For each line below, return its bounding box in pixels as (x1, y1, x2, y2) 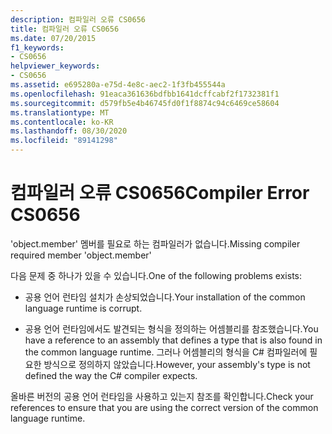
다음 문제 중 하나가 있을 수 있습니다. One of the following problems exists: (10, 269, 302, 281)
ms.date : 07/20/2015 (10, 33, 97, 43)
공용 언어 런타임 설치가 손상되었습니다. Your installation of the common (24, 291, 306, 303)
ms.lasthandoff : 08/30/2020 (10, 126, 128, 136)
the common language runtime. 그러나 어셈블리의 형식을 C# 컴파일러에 (24, 346, 308, 358)
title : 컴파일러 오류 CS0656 (10, 24, 120, 34)
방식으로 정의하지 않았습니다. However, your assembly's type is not (43, 358, 311, 370)
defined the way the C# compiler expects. (24, 369, 198, 381)
